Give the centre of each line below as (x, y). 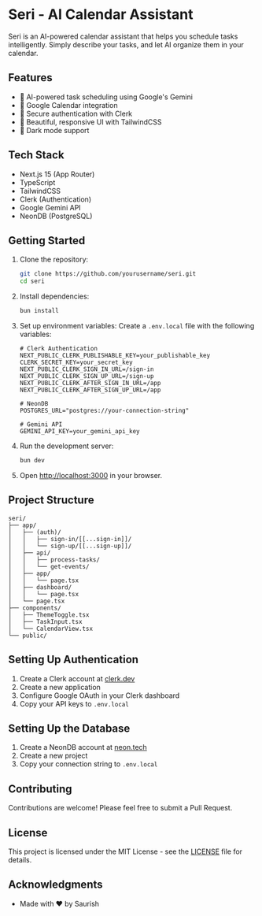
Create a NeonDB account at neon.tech (83, 747)
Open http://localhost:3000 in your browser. (91, 475)
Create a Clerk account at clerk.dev (77, 678)
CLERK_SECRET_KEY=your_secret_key (76, 362)
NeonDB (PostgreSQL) (56, 216)
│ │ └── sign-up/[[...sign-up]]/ (70, 546)
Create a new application (60, 687)
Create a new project (54, 756)
